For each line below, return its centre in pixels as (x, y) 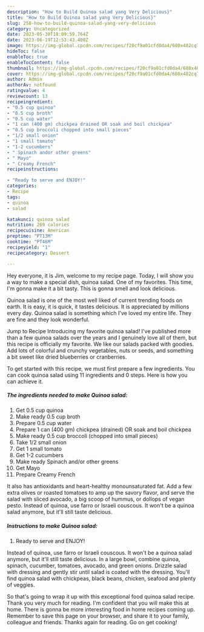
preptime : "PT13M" (30, 236)
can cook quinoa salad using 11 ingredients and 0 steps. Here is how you (97, 375)
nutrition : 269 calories (38, 225)
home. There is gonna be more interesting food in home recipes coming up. (101, 610)
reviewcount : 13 (27, 96)
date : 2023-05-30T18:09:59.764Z (48, 34)
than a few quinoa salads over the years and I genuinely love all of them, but (102, 337)
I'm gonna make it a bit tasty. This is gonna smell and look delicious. (92, 288)
